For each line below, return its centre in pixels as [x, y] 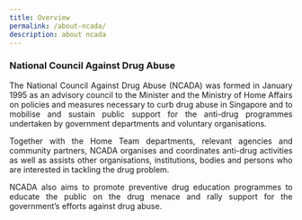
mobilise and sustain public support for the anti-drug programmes [151, 114]
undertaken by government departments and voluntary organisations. [138, 123]
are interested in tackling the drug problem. [89, 169]
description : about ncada [58, 34]
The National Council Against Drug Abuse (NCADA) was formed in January [151, 85]
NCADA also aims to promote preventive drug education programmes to [151, 187]
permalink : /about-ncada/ [58, 26]
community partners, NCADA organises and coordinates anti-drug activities [151, 150]
